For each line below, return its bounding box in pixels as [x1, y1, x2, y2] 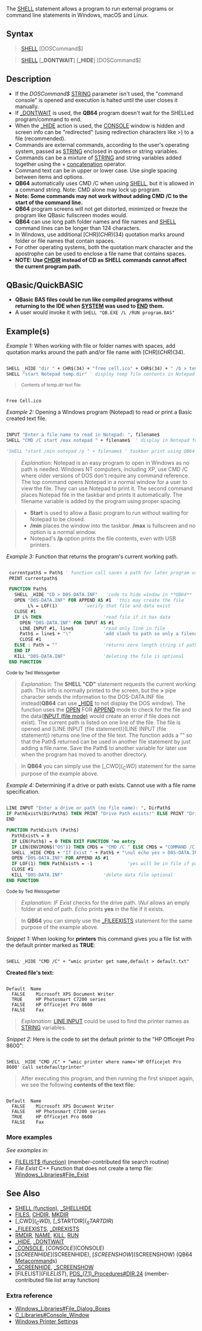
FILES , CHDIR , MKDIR [14, 1211, 69, 1218]
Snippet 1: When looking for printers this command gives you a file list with [6, 935, 192, 942]
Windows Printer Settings [14, 1318, 78, 1325]
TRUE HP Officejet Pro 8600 [11, 1114, 93, 1120]
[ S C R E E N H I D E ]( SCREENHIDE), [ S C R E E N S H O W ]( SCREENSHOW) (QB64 [14, 1250, 192, 1258]
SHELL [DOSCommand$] [20, 45, 84, 52]
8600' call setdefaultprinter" [6, 1064, 85, 1070]
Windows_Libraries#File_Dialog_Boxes [14, 1305, 111, 1312]
